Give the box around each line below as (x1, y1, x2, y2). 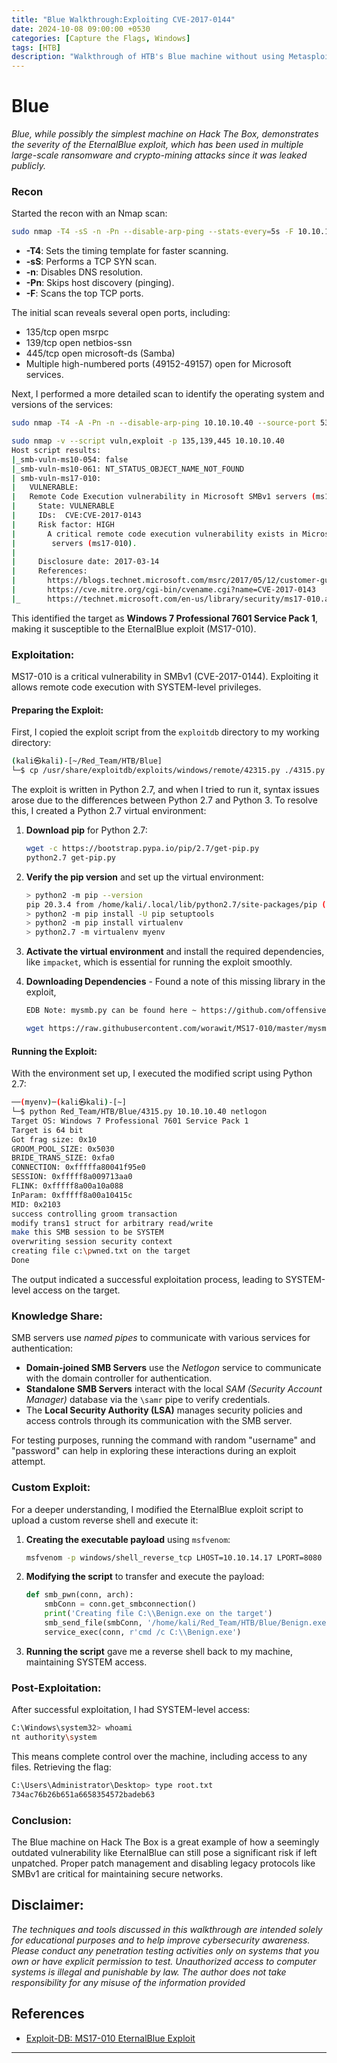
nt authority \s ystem (11, 1732, 98, 1742)
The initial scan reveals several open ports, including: (11, 307, 231, 319)
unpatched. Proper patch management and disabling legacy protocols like (11, 1857, 316, 1869)
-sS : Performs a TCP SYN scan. (25, 256, 158, 268)
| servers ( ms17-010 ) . (11, 538, 138, 548)
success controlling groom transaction (11, 1209, 178, 1219)
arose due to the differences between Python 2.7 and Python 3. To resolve (11, 794, 318, 806)
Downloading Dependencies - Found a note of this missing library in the (25, 976, 326, 988)
